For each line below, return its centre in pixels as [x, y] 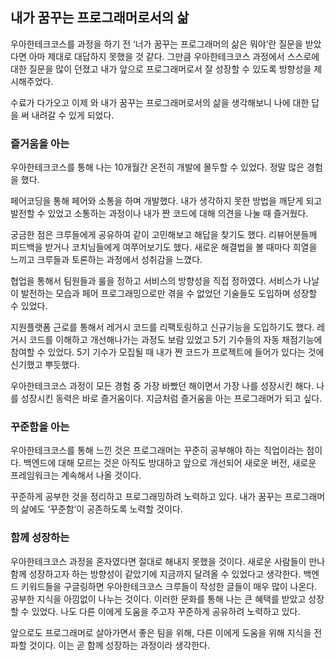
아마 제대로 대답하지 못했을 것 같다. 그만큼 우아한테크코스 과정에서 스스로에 [174, 56]
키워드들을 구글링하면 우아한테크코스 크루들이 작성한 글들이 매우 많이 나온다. [169, 586]
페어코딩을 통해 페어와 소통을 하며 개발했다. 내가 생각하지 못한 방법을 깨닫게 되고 [166, 201]
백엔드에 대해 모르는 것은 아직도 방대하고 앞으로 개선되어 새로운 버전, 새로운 [170, 463]
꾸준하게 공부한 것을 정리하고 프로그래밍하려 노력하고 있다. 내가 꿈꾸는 [146, 497]
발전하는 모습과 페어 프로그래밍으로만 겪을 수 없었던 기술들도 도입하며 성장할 [169, 294]
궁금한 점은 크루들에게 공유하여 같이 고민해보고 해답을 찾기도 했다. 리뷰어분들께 [164, 235]
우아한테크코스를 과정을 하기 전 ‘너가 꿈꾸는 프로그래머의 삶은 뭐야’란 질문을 [156, 44]
